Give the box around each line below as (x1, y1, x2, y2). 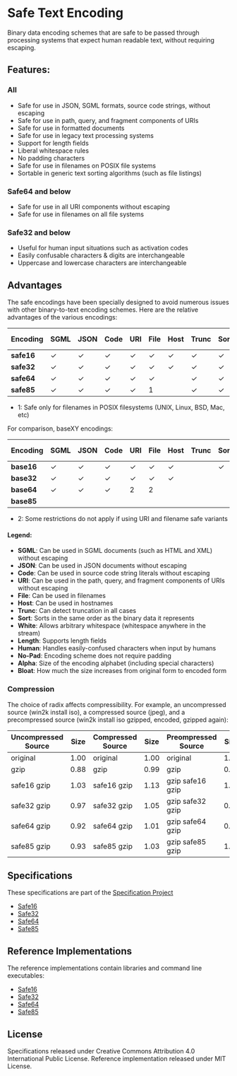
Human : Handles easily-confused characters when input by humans (17, 644, 217, 653)
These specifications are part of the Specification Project (7, 889, 174, 897)
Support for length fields (17, 139, 90, 147)
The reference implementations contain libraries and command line (7, 964, 202, 973)
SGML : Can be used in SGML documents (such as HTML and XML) (17, 546, 213, 555)
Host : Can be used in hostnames (17, 599, 114, 607)
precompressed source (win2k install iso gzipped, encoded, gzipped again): (7, 715, 229, 724)
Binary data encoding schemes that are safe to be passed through (7, 28, 200, 37)
